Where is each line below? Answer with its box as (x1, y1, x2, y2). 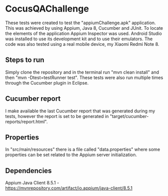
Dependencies (5, 166, 52, 175)
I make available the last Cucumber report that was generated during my (5, 108, 155, 114)
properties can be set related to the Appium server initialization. (5, 152, 137, 158)
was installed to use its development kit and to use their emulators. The (5, 36, 153, 42)
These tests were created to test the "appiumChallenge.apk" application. (5, 20, 156, 26)
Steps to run (5, 56, 44, 64)
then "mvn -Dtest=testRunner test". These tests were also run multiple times (5, 74, 163, 81)
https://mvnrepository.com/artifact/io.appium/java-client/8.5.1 (5, 185, 133, 191)
